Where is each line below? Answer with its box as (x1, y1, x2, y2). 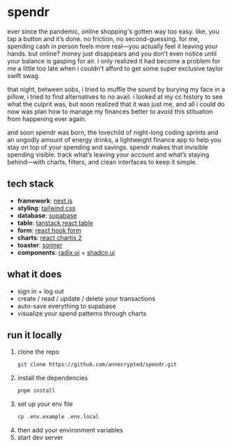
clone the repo (17, 347, 60, 356)
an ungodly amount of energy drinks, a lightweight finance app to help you (7, 135, 222, 143)
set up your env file (17, 400, 73, 408)
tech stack (7, 178, 54, 190)
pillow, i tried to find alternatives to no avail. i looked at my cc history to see (7, 92, 223, 101)
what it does (7, 269, 62, 281)
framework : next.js (17, 196, 73, 205)
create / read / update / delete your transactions (17, 294, 155, 303)
